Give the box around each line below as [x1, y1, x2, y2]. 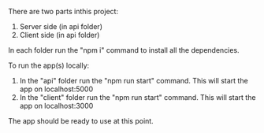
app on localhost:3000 [19, 102, 94, 110]
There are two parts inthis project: [8, 7, 119, 16]
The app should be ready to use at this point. [8, 116, 154, 125]
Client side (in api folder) [19, 31, 100, 39]
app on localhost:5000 [19, 84, 93, 94]
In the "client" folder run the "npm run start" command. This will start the [19, 93, 256, 102]
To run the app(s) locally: [8, 61, 90, 70]
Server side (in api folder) [19, 22, 102, 31]
